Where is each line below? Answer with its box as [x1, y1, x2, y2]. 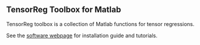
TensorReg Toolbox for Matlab [6, 5, 121, 15]
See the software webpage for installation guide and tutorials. [6, 32, 158, 39]
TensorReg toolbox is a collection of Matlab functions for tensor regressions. [6, 20, 195, 27]
